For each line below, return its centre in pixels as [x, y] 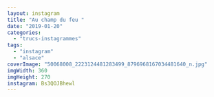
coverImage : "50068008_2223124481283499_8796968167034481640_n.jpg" [107, 64]
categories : [24, 32]
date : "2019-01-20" [35, 26]
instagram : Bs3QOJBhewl [41, 83]
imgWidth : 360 [28, 70]
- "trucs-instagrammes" [47, 39]
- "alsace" [29, 58]
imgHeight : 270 [29, 77]
